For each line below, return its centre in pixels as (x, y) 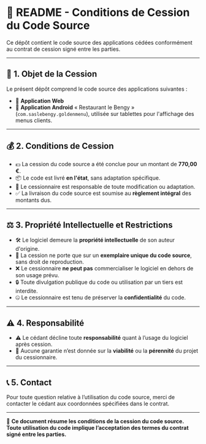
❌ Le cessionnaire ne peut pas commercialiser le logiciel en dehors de (104, 269)
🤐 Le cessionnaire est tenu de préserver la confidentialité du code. (100, 297)
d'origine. (27, 249)
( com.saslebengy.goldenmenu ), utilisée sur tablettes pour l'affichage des (105, 113)
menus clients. (34, 120)
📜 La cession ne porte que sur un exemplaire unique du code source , (103, 255)
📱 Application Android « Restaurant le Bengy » (75, 107)
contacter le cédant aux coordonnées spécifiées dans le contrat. (88, 404)
